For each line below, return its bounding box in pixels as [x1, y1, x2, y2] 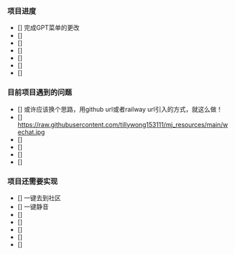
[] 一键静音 [17, 202, 49, 211]
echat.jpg [17, 128, 46, 136]
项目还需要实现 [7, 176, 58, 186]
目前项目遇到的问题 [7, 88, 72, 98]
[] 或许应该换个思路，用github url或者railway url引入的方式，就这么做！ [17, 105, 223, 113]
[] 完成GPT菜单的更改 [17, 23, 80, 32]
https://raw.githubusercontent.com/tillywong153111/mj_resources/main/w [17, 120, 228, 129]
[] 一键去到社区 [17, 193, 61, 202]
